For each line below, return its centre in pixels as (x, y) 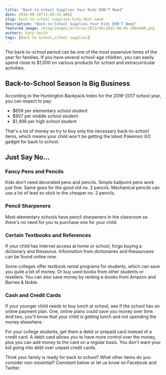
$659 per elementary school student (50, 110)
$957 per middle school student (45, 116)
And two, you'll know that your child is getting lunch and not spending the (81, 317)
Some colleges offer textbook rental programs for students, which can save (83, 266)
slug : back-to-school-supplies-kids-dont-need (54, 19)
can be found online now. (31, 256)
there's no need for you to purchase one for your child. (62, 222)
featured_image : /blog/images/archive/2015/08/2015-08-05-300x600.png (80, 28)
